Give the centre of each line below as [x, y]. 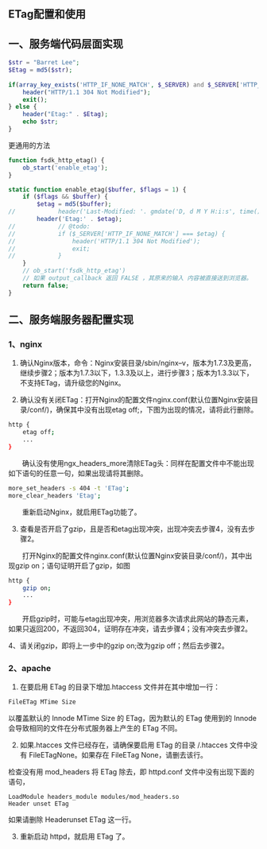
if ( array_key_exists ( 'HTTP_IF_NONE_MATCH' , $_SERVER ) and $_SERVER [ [124, 85]
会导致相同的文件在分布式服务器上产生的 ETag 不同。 [95, 728]
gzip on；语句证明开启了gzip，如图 [73, 565]
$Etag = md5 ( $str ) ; [41, 70]
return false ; [46, 285]
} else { [23, 107]
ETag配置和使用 [47, 14]
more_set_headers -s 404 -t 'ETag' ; [69, 488]
